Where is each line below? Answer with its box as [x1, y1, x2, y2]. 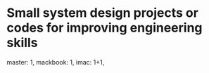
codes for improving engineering [6, 20, 203, 36]
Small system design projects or [6, 5, 198, 21]
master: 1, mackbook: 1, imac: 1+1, [6, 58, 105, 66]
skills [6, 35, 38, 51]
